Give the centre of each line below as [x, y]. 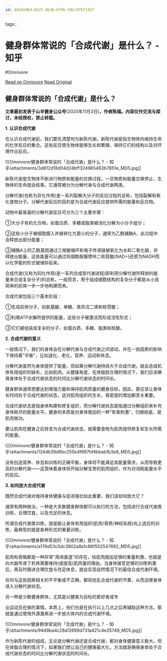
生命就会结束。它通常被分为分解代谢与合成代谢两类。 [73, 185]
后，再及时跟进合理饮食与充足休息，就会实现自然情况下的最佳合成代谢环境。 [83, 569]
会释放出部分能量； [25, 240]
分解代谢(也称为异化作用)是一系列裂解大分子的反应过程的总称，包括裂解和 [81, 196]
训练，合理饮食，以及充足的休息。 [40, 513]
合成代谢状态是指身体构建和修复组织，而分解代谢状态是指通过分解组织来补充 [83, 406]
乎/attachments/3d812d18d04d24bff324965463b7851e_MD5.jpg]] [73, 168]
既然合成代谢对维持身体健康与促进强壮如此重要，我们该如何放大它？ [75, 496]
